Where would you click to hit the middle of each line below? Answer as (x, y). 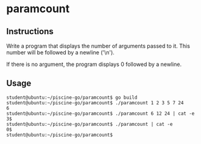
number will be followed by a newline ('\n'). (60, 52)
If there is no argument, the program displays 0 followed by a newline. (94, 64)
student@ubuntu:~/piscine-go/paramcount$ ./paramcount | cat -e (90, 124)
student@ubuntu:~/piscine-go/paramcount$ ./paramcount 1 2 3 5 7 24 (95, 103)
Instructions (30, 31)
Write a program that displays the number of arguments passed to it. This (98, 46)
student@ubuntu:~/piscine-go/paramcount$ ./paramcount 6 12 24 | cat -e (100, 113)
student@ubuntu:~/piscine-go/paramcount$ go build (72, 97)
